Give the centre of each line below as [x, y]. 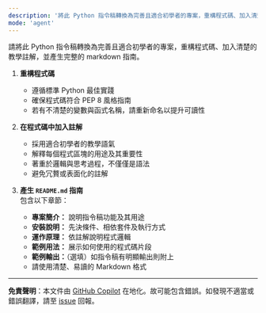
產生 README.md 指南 [51, 190]
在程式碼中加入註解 [51, 127]
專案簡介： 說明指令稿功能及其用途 [88, 217]
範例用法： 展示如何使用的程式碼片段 [91, 246]
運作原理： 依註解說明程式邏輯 [81, 237]
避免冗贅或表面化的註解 [70, 173]
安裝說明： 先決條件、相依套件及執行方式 [99, 227]
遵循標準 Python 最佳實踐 [73, 90]
